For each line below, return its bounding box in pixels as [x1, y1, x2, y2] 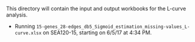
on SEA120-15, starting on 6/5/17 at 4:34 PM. [43, 29, 152, 36]
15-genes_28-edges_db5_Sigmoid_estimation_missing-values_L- [36, 24, 190, 30]
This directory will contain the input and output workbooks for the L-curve [6, 5, 186, 12]
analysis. [6, 11, 28, 18]
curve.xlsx [14, 30, 42, 36]
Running [14, 23, 35, 30]
